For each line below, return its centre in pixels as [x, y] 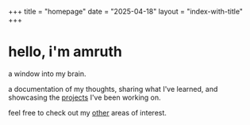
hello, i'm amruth [65, 52]
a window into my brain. [47, 74]
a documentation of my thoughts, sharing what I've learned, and [113, 89]
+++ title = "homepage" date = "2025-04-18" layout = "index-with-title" [126, 11]
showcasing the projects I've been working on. [85, 97]
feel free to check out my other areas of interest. [87, 112]
